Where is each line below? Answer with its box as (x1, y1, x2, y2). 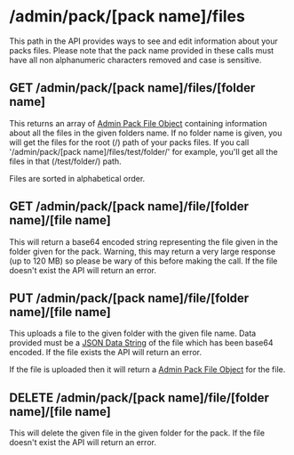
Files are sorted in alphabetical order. (9, 173, 146, 183)
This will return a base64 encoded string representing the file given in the (9, 236, 278, 247)
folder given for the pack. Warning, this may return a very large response (9, 246, 276, 256)
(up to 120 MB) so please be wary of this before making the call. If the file (9, 256, 278, 266)
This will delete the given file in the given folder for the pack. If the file (9, 427, 265, 438)
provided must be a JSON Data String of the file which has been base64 (9, 337, 274, 348)
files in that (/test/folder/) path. (9, 156, 122, 167)
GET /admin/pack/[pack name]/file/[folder (9, 199, 249, 215)
